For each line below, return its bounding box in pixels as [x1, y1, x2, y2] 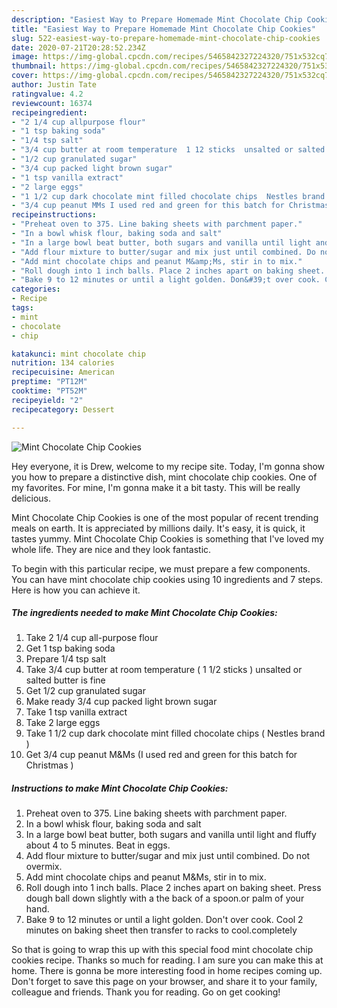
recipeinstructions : [11, 210, 98, 220]
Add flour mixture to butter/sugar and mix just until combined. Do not [25, 850, 311, 862]
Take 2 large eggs [25, 717, 101, 729]
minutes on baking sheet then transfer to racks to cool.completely [25, 924, 298, 936]
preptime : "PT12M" [11, 377, 88, 387]
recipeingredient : [11, 107, 88, 118]
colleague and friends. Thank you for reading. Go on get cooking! [11, 986, 281, 998]
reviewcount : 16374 [11, 98, 93, 108]
